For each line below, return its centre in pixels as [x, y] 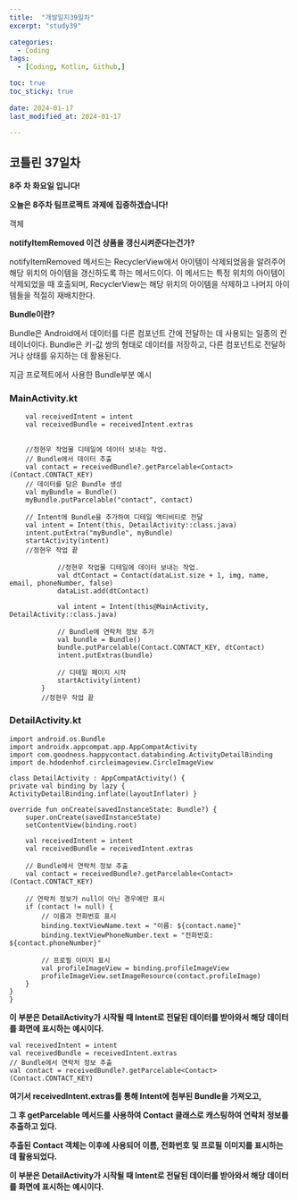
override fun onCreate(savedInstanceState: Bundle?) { [113, 809]
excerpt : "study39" [46, 26]
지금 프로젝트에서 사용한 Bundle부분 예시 [80, 375]
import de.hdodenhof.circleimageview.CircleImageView [112, 762]
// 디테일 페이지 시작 [91, 673]
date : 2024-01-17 [41, 108]
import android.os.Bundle [57, 739]
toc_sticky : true [41, 91]
